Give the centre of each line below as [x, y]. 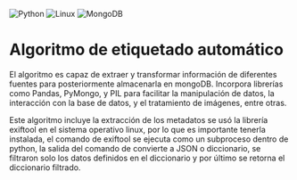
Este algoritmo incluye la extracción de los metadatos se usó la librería [139, 119]
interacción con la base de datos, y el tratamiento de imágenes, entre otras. [148, 102]
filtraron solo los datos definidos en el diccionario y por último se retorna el [147, 158]
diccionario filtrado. [45, 167]
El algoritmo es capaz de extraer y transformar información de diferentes [143, 74]
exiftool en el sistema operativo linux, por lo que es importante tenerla [137, 129]
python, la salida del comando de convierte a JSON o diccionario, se [135, 148]
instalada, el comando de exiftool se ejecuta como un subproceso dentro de [149, 139]
